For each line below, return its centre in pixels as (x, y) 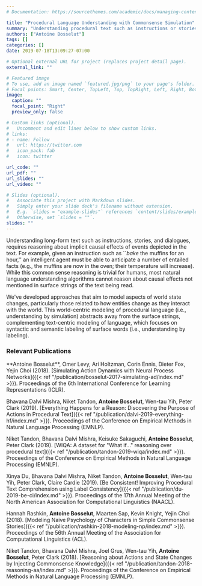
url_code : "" (23, 167)
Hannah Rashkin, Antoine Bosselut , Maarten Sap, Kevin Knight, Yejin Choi (98, 513)
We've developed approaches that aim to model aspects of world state (94, 297)
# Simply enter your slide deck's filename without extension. (90, 206)
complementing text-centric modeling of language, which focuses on (92, 322)
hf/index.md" (23, 421)
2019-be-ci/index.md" (34, 495)
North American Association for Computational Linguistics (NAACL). (90, 502)
